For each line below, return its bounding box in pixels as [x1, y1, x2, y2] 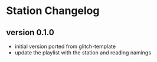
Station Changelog [6, 4, 100, 18]
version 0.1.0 [6, 27, 54, 37]
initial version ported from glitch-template [14, 43, 116, 50]
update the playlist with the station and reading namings [14, 49, 152, 56]
